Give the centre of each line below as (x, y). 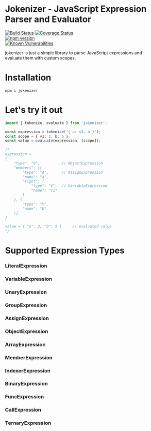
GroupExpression (26, 305)
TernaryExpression (28, 423)
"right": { (34, 182)
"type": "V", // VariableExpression (69, 186)
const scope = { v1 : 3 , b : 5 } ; (38, 136)
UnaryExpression (26, 292)
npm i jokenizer (21, 91)
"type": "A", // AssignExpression (63, 172)
